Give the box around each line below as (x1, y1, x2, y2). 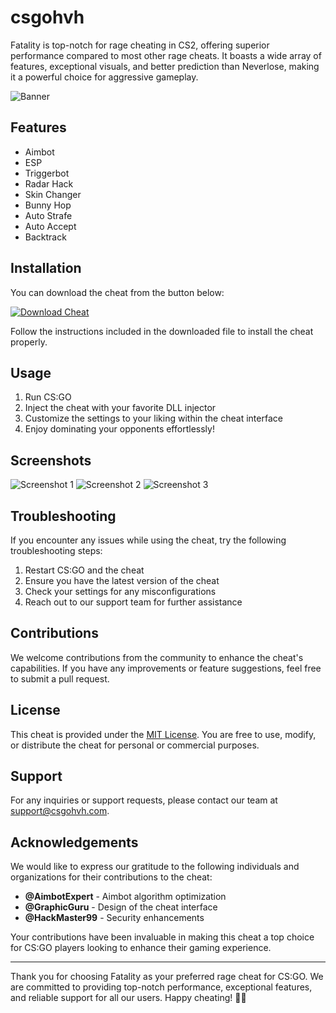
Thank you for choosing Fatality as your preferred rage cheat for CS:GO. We (10, 971, 324, 983)
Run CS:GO (24, 391, 72, 403)
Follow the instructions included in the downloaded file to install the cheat (10, 325, 314, 337)
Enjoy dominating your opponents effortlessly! (24, 423, 215, 435)
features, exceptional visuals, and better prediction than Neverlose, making (10, 60, 320, 72)
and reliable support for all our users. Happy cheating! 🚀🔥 (10, 992, 247, 1004)
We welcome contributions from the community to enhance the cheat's (10, 651, 304, 663)
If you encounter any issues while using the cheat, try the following (10, 534, 287, 546)
